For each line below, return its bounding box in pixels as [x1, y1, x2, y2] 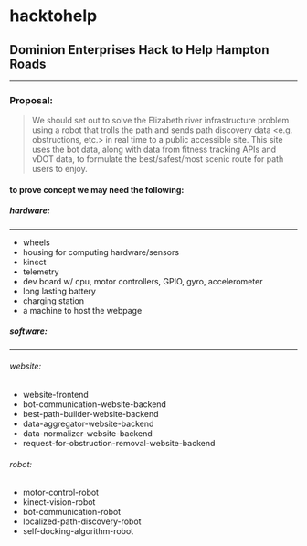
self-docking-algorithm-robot [22, 526, 134, 537]
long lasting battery [22, 285, 96, 296]
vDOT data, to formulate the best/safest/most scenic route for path [31, 154, 284, 165]
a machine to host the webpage [22, 305, 143, 316]
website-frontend [22, 390, 89, 401]
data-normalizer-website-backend [22, 428, 153, 439]
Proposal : [9, 93, 53, 106]
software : [9, 326, 48, 337]
